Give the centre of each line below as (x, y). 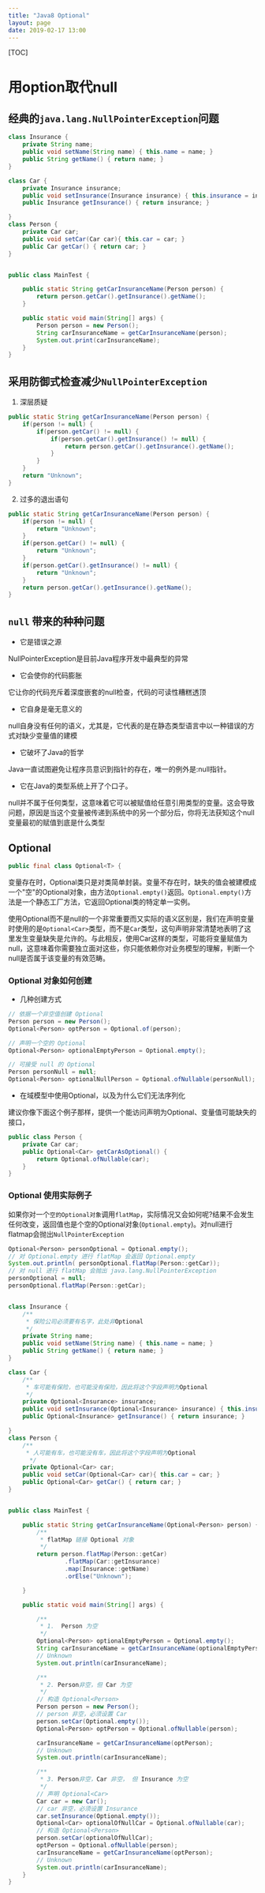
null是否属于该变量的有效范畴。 (59, 958)
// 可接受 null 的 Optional (52, 1065)
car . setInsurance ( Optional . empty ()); (98, 1816)
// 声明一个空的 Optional (47, 1043)
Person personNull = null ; (52, 1072)
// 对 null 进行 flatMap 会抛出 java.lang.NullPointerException (112, 1271)
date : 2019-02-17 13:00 (47, 30)
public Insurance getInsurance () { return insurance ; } (116, 203)
